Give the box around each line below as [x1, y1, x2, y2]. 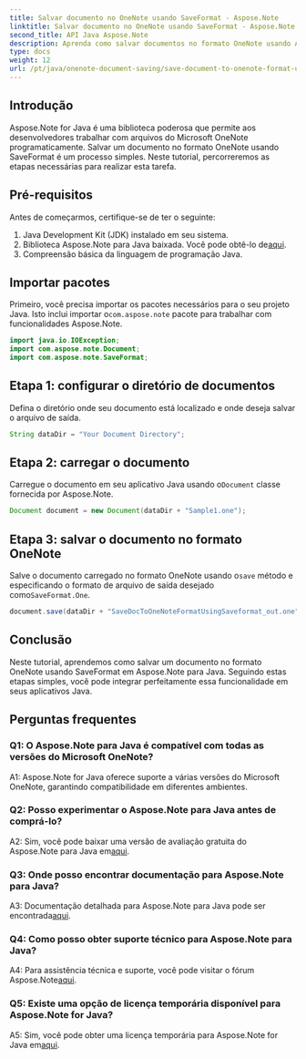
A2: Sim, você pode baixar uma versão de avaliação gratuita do [9, 836, 248, 847]
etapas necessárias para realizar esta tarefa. [9, 160, 177, 171]
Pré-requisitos [9, 188, 94, 203]
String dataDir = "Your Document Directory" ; [9, 429, 185, 438]
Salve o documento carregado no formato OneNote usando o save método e [9, 571, 293, 581]
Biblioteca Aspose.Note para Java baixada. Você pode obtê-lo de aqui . [22, 239, 287, 250]
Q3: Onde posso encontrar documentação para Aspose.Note [9, 868, 284, 880]
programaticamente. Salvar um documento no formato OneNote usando [9, 141, 280, 152]
